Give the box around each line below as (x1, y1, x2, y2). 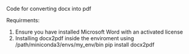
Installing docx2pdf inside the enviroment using (15, 35, 134, 41)
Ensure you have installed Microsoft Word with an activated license (15, 28, 184, 35)
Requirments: (6, 17, 40, 23)
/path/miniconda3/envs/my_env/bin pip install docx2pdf (15, 41, 155, 48)
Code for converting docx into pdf (6, 5, 92, 12)
